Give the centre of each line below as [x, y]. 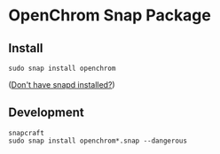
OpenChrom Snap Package [110, 15]
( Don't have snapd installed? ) [62, 85]
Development [47, 113]
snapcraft [27, 133]
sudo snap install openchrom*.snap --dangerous [98, 141]
